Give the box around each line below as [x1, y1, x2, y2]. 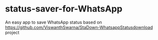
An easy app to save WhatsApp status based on [5, 19, 102, 25]
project [5, 29, 20, 35]
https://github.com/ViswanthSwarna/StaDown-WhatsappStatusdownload [5, 24, 153, 30]
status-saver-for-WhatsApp [5, 3, 123, 14]
